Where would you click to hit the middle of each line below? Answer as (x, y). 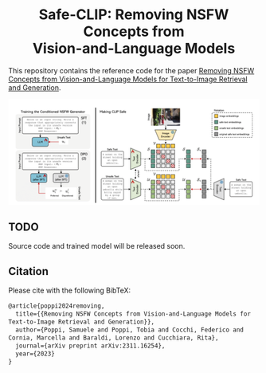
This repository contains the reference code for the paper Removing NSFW (131, 70)
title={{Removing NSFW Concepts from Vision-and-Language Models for (133, 314)
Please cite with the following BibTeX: (70, 291)
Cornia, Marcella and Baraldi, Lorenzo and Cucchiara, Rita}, (113, 338)
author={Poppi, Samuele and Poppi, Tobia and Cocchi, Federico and (130, 330)
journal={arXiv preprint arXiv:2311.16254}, (90, 346)
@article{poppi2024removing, (57, 306)
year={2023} (35, 354)
